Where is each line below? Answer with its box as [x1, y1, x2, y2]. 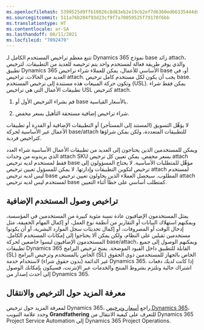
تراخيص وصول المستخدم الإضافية [6, 196, 118, 207]
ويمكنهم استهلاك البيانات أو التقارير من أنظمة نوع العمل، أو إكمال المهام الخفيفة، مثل [6, 218, 196, 225]
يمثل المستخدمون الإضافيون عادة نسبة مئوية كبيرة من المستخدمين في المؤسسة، [6, 212, 189, 219]
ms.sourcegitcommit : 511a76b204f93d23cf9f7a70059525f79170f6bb [6, 15, 170, 21]
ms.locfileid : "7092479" [6, 37, 69, 43]
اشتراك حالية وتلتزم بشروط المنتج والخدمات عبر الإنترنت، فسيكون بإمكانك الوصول [6, 264, 192, 271]
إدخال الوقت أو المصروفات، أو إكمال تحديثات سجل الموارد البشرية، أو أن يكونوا [6, 225, 184, 232]
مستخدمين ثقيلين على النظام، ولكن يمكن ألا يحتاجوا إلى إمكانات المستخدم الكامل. [6, 232, 191, 239]
